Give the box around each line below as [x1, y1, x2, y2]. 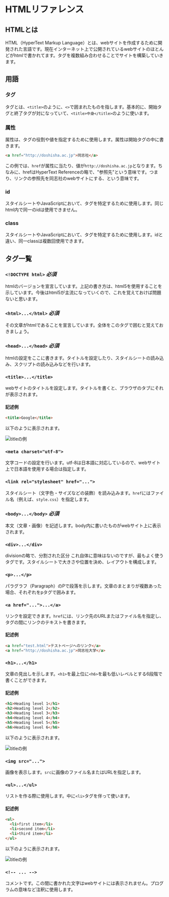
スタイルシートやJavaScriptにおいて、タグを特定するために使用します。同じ [5, 200, 164, 206]
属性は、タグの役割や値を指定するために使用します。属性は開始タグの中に [5, 136, 160, 142]
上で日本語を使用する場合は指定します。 [5, 466, 89, 472]
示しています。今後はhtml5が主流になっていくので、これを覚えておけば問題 [5, 289, 161, 295]
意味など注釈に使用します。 [18, 886, 76, 892]
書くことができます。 [5, 677, 49, 684]
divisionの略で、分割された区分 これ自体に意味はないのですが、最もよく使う [5, 552, 164, 559]
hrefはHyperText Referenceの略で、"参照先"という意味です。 [22, 169, 150, 175]
